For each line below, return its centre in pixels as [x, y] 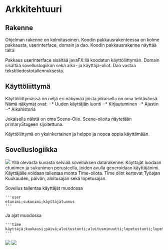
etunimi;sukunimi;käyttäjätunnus [40, 201]
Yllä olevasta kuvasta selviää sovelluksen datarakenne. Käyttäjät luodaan [86, 162]
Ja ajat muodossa [23, 215]
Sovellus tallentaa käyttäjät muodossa [44, 188]
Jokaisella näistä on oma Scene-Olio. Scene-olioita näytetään [68, 119]
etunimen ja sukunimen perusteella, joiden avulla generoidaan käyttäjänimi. [82, 168]
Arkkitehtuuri [34, 9]
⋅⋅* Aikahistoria [20, 109]
